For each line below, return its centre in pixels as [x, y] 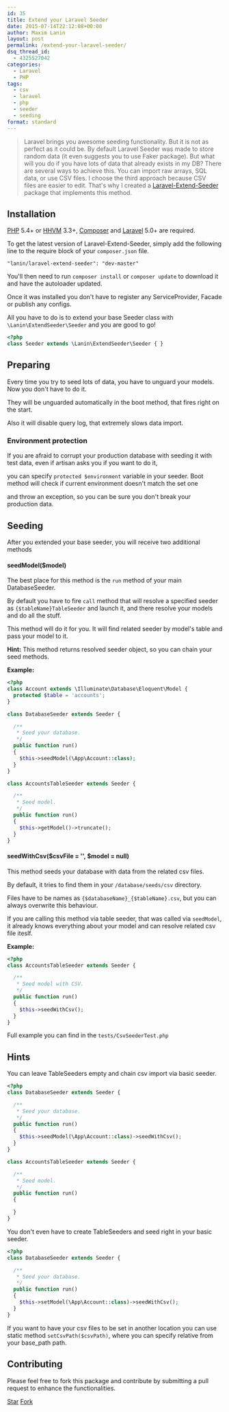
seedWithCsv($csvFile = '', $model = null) [68, 856]
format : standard [32, 122]
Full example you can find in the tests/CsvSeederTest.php [88, 1035]
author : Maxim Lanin [37, 33]
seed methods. [28, 657]
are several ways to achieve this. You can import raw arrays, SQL [115, 170]
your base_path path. [37, 1343]
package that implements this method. [78, 192]
